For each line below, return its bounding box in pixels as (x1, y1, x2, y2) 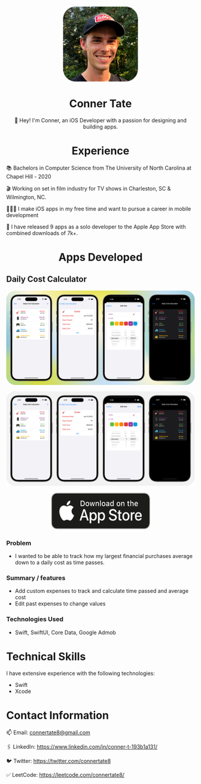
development (6, 211, 39, 219)
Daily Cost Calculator (6, 274, 87, 285)
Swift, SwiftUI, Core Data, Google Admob (14, 629, 117, 636)
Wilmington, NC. (6, 193, 47, 201)
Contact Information (6, 708, 109, 722)
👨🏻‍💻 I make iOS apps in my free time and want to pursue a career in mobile (6, 205, 191, 212)
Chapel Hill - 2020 (6, 173, 52, 180)
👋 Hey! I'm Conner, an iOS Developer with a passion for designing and (14, 116, 187, 123)
